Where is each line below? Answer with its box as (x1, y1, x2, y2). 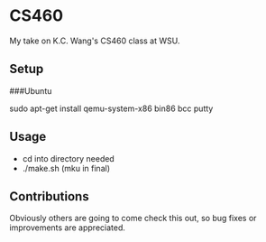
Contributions (9, 189, 89, 204)
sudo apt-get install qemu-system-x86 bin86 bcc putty (9, 103, 214, 114)
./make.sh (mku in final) (22, 163, 111, 173)
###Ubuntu (9, 85, 52, 96)
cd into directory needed (22, 153, 115, 163)
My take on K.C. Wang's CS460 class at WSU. (9, 35, 180, 46)
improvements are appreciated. (9, 222, 126, 233)
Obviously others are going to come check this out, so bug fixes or (9, 213, 257, 224)
